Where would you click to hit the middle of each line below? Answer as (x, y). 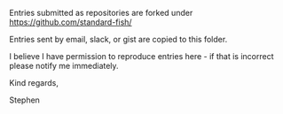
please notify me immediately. (64, 66)
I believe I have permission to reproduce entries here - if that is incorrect (141, 56)
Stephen (24, 100)
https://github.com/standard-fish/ (71, 22)
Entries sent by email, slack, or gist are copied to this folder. (118, 39)
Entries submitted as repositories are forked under (101, 13)
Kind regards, (34, 83)
